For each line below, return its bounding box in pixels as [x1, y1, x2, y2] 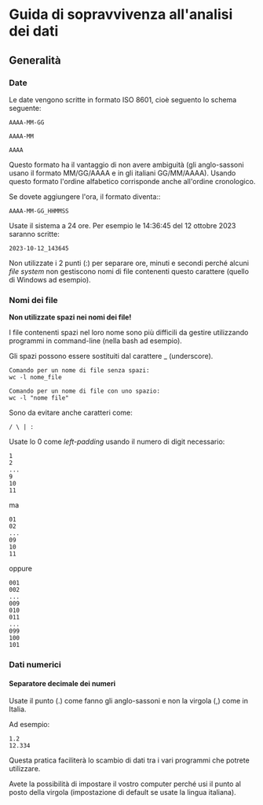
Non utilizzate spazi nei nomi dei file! [9, 312, 132, 322]
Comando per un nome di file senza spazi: [9, 367, 150, 375]
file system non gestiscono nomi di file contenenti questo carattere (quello [9, 266, 250, 276]
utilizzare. [9, 764, 41, 774]
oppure [9, 564, 33, 574]
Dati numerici [9, 659, 61, 670]
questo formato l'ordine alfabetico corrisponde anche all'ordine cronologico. [9, 176, 256, 186]
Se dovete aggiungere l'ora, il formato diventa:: [9, 191, 161, 201]
